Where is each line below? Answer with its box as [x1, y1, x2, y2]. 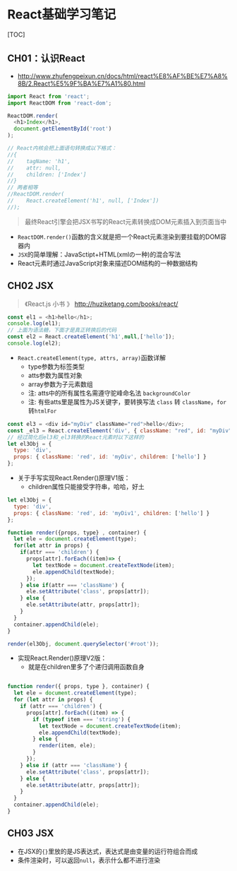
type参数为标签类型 [28, 362, 85, 371]
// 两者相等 [7, 184, 39, 191]
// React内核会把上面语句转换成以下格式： [7, 145, 117, 152]
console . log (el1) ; [7, 320, 61, 327]
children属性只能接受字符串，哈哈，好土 [28, 482, 145, 491]
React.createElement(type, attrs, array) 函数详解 [17, 353, 166, 362]
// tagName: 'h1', [7, 158, 71, 165]
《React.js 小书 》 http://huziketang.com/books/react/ [24, 300, 178, 308]
